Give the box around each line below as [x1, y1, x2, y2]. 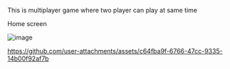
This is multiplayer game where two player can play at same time [7, 6, 198, 14]
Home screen [7, 20, 48, 27]
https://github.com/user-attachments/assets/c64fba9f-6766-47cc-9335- [7, 47, 223, 55]
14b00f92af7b [7, 54, 49, 63]
